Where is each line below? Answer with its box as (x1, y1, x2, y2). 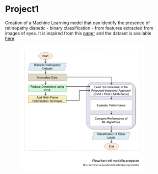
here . (5, 35, 16, 41)
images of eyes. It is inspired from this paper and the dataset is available (5, 30, 152, 36)
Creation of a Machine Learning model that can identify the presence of (5, 20, 150, 26)
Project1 (5, 3, 39, 15)
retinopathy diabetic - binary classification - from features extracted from (5, 25, 154, 31)
